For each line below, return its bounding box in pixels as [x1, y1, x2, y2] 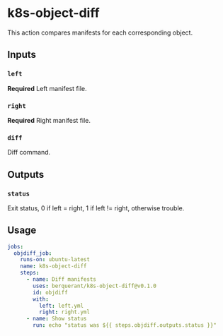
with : [33, 295, 50, 303]
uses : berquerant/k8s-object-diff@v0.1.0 [33, 282, 157, 289]
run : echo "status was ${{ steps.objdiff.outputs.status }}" [33, 322, 217, 329]
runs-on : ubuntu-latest [20, 256, 91, 263]
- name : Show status [25, 316, 87, 323]
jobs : [7, 243, 23, 250]
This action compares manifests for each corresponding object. [7, 28, 193, 37]
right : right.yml [38, 308, 91, 316]
